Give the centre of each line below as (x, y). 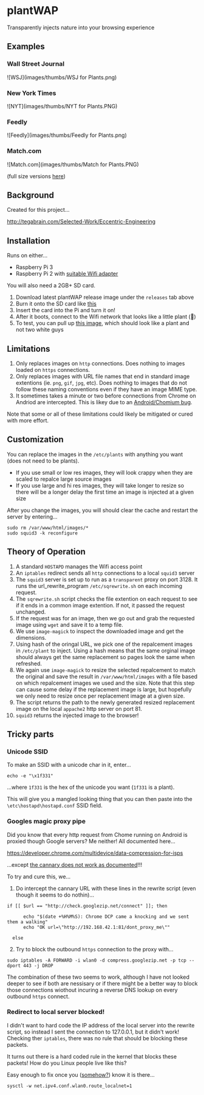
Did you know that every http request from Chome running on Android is (97, 834)
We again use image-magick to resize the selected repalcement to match (106, 670)
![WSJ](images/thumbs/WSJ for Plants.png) (62, 77)
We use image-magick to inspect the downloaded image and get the (100, 631)
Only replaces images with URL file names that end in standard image (103, 376)
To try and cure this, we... (39, 876)
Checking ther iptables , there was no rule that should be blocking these (97, 1038)
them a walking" (27, 922)
